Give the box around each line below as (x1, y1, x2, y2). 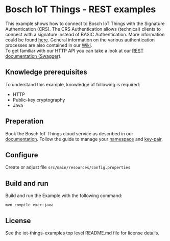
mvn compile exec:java (5, 203, 54, 208)
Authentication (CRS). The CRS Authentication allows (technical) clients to (5, 26, 161, 32)
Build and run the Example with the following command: (5, 192, 123, 199)
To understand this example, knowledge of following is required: (5, 81, 140, 87)
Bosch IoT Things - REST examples (5, 4, 156, 15)
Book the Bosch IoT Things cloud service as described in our (5, 130, 134, 136)
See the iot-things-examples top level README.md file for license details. (5, 230, 160, 236)
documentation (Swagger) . (5, 53, 62, 59)
